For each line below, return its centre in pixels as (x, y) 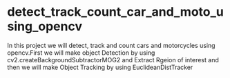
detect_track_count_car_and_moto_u (116, 12)
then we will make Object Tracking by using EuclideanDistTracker (100, 67)
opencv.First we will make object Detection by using (81, 53)
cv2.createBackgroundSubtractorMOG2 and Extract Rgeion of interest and (113, 60)
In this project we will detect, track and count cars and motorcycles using (111, 45)
